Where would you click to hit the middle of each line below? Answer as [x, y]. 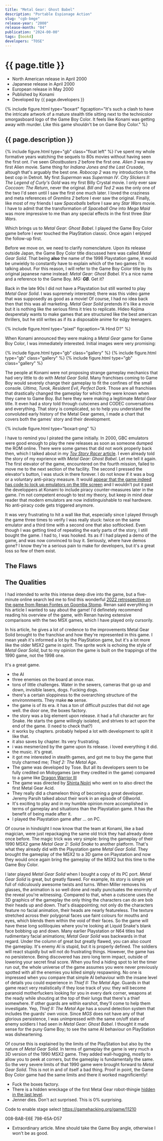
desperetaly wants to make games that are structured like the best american [81, 314]
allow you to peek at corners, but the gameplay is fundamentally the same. [80, 1059]
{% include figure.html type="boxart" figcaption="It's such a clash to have [79, 109]
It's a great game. [23, 665]
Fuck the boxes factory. [36, 1084]
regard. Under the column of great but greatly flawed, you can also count [78, 941]
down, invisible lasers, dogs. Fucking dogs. [55, 689]
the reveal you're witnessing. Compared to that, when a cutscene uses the [79, 895]
